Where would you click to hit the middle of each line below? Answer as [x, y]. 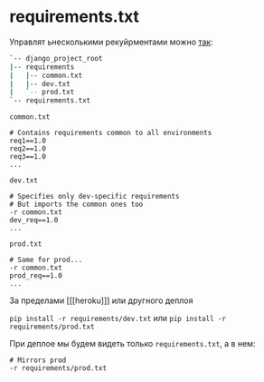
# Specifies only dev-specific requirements [94, 197]
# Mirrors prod [38, 360]
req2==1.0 [28, 149]
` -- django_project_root [56, 58]
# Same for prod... [46, 260]
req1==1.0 [28, 141]
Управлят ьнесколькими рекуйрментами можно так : [112, 42]
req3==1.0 [28, 157]
